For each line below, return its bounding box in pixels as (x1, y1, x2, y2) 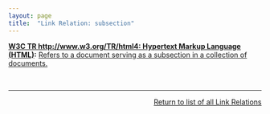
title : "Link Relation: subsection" (8, 19, 135, 27)
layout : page (8, 11, 52, 20)
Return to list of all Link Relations (153, 97, 262, 107)
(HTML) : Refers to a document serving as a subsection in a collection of (8, 50, 247, 59)
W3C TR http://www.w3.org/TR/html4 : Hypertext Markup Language (8, 41, 241, 51)
